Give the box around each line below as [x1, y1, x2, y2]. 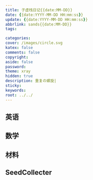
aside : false [5, 59, 33, 64]
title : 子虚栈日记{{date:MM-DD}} [5, 7, 73, 13]
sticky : [5, 83, 22, 88]
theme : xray [5, 69, 31, 74]
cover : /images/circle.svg [5, 40, 63, 46]
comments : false [5, 49, 40, 55]
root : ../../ [5, 92, 33, 97]
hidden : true [5, 73, 33, 79]
